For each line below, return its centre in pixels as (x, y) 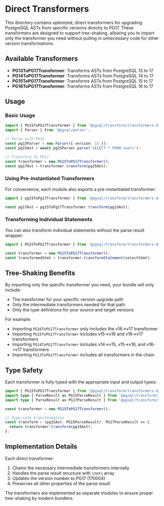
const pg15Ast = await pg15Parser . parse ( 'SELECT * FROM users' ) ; (73, 148)
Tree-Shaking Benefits (40, 273)
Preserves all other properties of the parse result (61, 483)
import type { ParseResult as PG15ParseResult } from (61, 395)
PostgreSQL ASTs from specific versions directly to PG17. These (69, 27)
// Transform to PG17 (27, 157)
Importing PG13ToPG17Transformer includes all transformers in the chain (83, 355)
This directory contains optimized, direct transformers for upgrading (74, 23)
